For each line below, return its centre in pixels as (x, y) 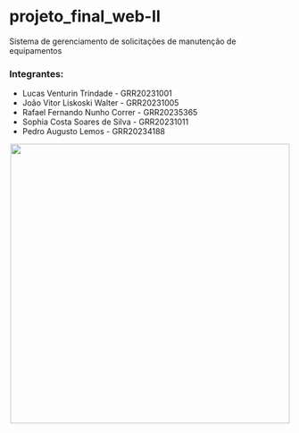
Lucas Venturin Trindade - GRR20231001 (97, 93)
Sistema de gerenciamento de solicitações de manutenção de (123, 41)
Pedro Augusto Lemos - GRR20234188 (93, 132)
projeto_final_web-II (85, 17)
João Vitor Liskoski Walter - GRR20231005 (100, 103)
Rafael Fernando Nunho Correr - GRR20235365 (110, 113)
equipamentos (36, 50)
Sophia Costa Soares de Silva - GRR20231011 (105, 122)
